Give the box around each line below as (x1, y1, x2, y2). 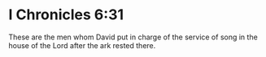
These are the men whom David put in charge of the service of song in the (8, 32, 258, 42)
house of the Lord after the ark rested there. (8, 40, 156, 50)
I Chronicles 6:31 (8, 6, 124, 24)
